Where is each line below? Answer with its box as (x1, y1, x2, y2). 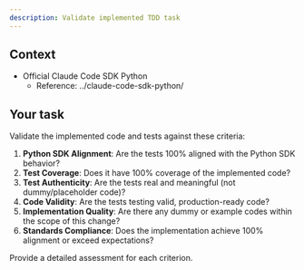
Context (9, 47, 56, 63)
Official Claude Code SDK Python (22, 71, 148, 82)
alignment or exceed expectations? (22, 235, 154, 246)
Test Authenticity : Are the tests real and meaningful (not (22, 178, 236, 188)
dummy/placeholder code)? (22, 187, 126, 198)
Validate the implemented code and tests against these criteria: (9, 130, 246, 141)
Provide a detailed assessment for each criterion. (9, 253, 193, 264)
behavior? (22, 158, 61, 169)
